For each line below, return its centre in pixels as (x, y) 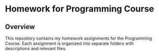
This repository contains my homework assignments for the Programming (79, 38)
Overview (20, 27)
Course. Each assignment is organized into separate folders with (70, 43)
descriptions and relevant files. (36, 49)
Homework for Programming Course (79, 9)
